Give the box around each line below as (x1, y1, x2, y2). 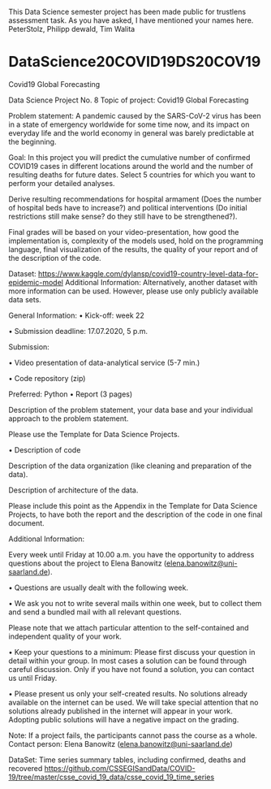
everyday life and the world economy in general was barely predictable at (8, 128, 254, 137)
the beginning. (8, 137, 57, 146)
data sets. (8, 294, 42, 304)
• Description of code (8, 444, 81, 454)
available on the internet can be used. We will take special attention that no (8, 697, 259, 707)
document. (8, 518, 45, 527)
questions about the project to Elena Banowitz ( (8, 558, 167, 568)
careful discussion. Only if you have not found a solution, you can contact (8, 664, 255, 674)
